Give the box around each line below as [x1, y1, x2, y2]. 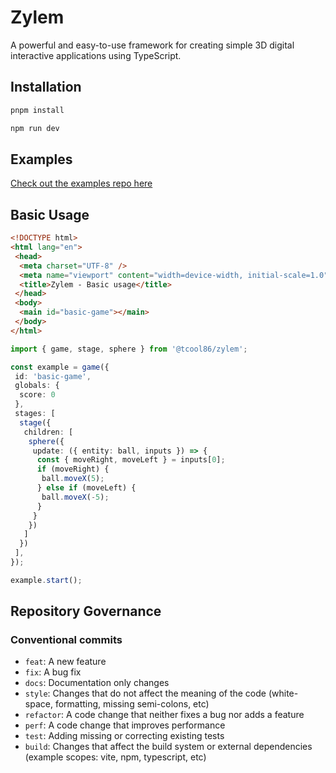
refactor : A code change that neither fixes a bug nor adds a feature [24, 709, 305, 721]
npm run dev [10, 123, 60, 133]
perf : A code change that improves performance [24, 719, 226, 731]
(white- [268, 687, 299, 700]
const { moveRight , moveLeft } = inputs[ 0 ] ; [36, 455, 226, 465]
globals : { [14, 381, 60, 391]
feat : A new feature [24, 656, 107, 668]
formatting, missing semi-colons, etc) [54, 698, 210, 710]
